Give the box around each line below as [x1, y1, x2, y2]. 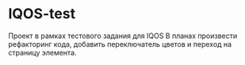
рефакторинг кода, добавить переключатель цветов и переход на [8, 39, 232, 48]
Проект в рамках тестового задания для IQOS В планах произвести [8, 31, 238, 40]
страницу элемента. [8, 48, 77, 57]
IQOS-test [8, 5, 76, 23]
